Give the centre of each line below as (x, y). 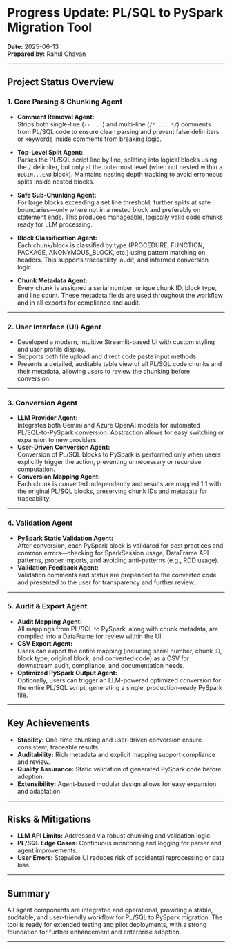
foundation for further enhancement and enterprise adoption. (94, 932)
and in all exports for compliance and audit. (79, 303)
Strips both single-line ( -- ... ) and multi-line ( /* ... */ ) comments (114, 124)
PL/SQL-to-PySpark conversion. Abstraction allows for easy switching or (120, 432)
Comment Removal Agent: (56, 117)
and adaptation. (39, 791)
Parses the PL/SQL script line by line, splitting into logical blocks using (117, 160)
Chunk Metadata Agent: (52, 280)
